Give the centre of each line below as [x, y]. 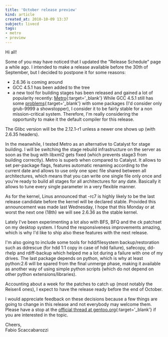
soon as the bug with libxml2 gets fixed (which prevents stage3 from [76, 154]
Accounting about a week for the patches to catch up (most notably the [79, 284]
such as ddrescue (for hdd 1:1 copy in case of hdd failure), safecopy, [76, 247]
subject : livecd [22, 24]
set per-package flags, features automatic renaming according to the [76, 165]
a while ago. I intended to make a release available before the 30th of [77, 67]
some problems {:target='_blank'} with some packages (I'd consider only [87, 103]
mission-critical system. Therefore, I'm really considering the [75, 114]
